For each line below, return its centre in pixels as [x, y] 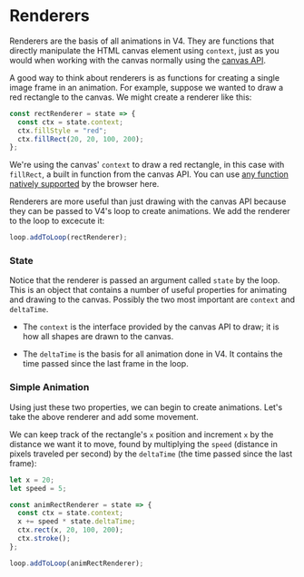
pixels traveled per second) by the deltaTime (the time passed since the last [151, 454]
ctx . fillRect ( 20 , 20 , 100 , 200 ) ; [81, 139]
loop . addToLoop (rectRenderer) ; [69, 238]
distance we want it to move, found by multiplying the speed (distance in [144, 444]
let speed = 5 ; [38, 488]
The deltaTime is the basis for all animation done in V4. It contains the [152, 354]
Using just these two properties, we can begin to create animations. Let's [146, 407]
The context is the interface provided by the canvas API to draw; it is [151, 327]
